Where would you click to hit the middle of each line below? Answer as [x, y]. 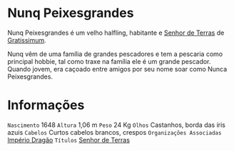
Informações [46, 105]
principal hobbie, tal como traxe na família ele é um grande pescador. [109, 61]
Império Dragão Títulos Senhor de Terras [69, 140]
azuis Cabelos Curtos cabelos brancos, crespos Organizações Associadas [115, 132]
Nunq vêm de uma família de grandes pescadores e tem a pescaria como [115, 54]
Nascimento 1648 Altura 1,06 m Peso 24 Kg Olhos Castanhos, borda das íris [117, 125]
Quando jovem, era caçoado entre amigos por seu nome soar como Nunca [117, 69]
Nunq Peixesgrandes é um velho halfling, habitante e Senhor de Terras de [116, 33]
